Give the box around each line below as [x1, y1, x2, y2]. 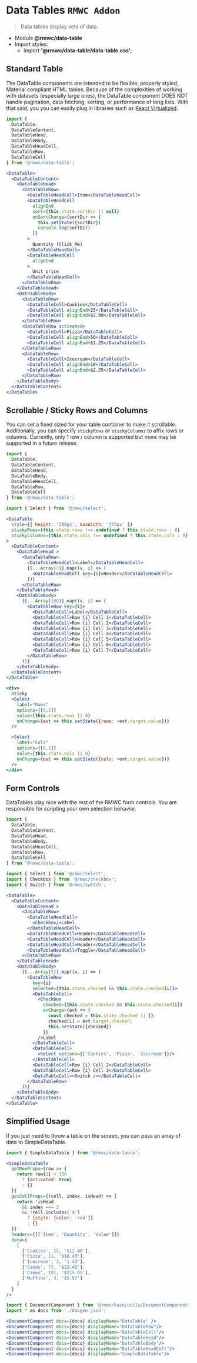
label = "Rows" [16, 701, 49, 708]
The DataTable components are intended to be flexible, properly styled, [6, 79, 179, 86]
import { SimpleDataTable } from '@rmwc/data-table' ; [6, 1149, 141, 1156]
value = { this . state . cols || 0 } [16, 751, 91, 757]
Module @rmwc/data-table [14, 34, 82, 41]
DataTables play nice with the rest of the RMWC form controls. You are [6, 799, 178, 806]
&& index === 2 [21, 1204, 59, 1210]
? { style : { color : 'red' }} [27, 1215, 94, 1221]
